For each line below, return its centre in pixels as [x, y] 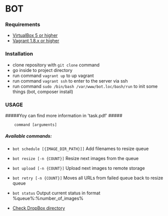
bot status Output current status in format [56, 193]
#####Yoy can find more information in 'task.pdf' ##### [64, 116]
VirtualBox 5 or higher [35, 35]
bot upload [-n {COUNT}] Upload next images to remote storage [79, 168]
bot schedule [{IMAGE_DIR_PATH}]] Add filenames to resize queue [80, 149]
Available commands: [29, 136]
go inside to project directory [42, 70]
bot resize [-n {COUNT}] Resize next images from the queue [75, 159]
